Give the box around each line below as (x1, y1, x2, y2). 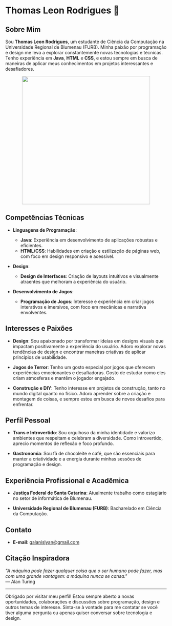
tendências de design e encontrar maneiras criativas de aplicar (12, 349, 146, 355)
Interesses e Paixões (5, 324, 73, 333)
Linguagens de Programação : (12, 227, 77, 233)
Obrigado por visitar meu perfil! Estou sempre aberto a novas (5, 593, 135, 599)
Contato (5, 526, 32, 534)
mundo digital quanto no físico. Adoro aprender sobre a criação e (12, 390, 151, 396)
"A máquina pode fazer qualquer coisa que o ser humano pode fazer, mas (5, 568, 163, 574)
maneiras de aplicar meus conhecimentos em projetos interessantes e (5, 60, 154, 66)
